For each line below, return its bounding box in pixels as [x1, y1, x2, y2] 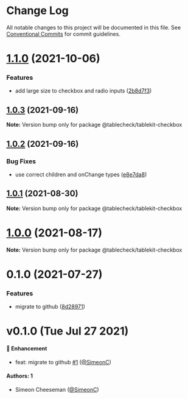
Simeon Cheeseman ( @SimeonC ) [15, 386, 99, 393]
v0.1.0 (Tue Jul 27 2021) [6, 324, 129, 338]
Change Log [6, 4, 69, 18]
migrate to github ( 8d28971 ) [15, 303, 85, 311]
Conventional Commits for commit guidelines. [6, 30, 120, 37]
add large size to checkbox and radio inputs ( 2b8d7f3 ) [15, 87, 152, 94]
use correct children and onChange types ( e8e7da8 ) [15, 171, 147, 178]
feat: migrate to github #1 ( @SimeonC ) [15, 358, 111, 365]
